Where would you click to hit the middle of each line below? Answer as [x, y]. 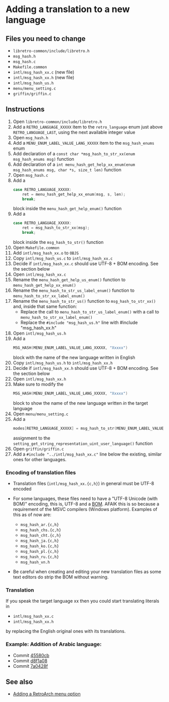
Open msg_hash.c [31, 175]
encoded [22, 489]
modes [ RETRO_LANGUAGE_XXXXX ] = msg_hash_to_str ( [65, 428]
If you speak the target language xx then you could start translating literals [82, 601]
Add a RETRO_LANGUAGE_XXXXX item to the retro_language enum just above [88, 126]
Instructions [25, 109]
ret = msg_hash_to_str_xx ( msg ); [56, 228]
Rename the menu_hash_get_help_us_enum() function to [69, 280]
